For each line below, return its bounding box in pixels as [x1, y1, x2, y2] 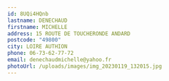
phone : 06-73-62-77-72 [7, 50, 74, 57]
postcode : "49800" [7, 37, 61, 44]
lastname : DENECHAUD [7, 17, 68, 24]
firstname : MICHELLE [7, 23, 68, 30]
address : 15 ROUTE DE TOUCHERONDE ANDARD [7, 30, 131, 37]
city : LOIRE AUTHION [7, 43, 68, 50]
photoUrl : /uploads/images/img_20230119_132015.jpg [7, 63, 162, 70]
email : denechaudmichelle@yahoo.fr [7, 56, 112, 63]
